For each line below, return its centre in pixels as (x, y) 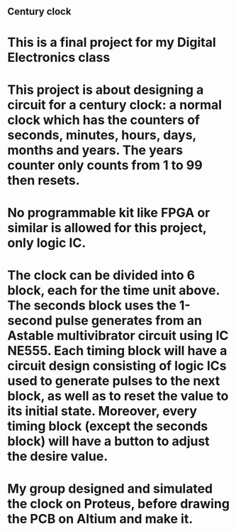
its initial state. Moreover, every (102, 411)
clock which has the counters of (104, 120)
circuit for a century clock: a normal (114, 105)
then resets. (44, 180)
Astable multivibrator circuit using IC (118, 336)
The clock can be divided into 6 (101, 275)
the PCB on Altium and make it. (100, 519)
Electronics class (59, 57)
